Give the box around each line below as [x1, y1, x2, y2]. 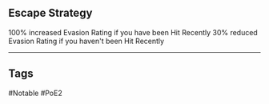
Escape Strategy [8, 6, 93, 20]
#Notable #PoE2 [8, 88, 62, 98]
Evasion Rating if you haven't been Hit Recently [8, 36, 165, 46]
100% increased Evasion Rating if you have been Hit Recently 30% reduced [8, 27, 258, 37]
